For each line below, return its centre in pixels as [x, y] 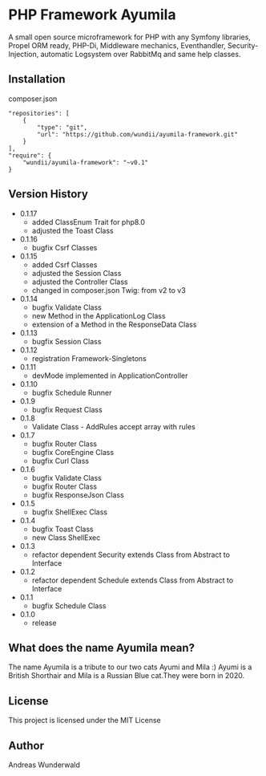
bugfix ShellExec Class [70, 512]
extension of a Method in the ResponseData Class [114, 324]
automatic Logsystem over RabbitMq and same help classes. [141, 54]
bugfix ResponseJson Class [78, 494]
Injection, [24, 54]
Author [26, 745]
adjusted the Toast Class [73, 230]
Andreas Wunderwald [44, 765]
